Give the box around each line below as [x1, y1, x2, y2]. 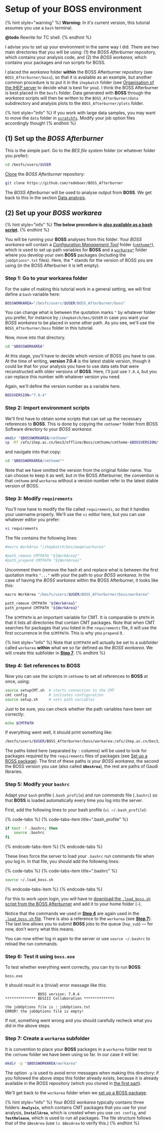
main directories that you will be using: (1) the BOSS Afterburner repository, [5, 49, 157, 55]
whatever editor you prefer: [5, 516, 60, 523]
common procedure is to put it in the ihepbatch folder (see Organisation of [5, 79, 154, 85]
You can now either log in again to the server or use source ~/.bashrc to [5, 936, 150, 942]
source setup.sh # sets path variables [5, 697, 95, 702]
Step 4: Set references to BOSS [5, 662, 81, 669]
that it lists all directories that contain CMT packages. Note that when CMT [5, 619, 155, 625]
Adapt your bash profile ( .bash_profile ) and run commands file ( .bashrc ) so [5, 792, 158, 798]
